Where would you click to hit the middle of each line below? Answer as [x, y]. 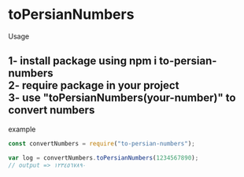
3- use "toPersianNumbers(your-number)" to [122, 98]
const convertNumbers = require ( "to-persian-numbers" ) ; [102, 143]
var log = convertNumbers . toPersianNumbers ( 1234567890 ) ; [104, 158]
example [22, 129]
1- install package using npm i [83, 61]
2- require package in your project [94, 85]
